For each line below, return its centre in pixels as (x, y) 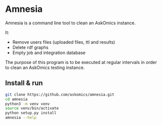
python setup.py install (31, 113)
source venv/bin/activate (32, 108)
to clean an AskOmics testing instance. (45, 67)
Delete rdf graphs (30, 47)
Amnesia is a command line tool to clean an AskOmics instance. (70, 23)
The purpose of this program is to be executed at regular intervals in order (81, 62)
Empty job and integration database (49, 53)
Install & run (24, 83)
